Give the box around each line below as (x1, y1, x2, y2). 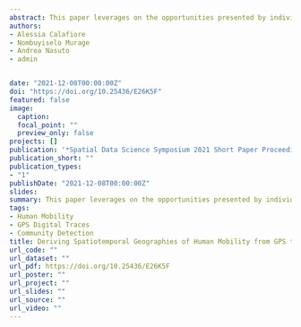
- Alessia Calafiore (9, 30, 87, 39)
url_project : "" (9, 279, 70, 288)
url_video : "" (9, 304, 63, 313)
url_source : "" (9, 295, 66, 305)
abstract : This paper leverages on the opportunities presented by (9, 13, 267, 22)
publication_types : (9, 162, 82, 171)
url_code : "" (9, 245, 58, 254)
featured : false (9, 95, 70, 104)
